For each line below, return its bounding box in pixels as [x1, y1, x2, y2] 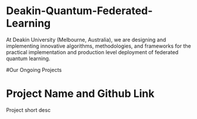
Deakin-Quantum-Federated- [6, 4, 153, 18]
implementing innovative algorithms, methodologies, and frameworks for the [6, 42, 191, 49]
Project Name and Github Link [6, 87, 155, 101]
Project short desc [6, 106, 51, 113]
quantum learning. [6, 55, 51, 62]
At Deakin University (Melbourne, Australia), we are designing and [6, 36, 166, 43]
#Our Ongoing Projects [6, 66, 62, 73]
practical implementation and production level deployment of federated [6, 48, 179, 55]
